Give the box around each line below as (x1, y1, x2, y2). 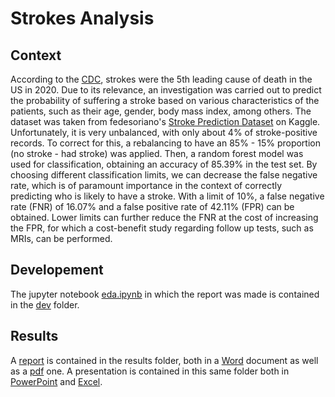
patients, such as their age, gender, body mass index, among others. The (10, 105, 312, 117)
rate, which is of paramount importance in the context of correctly (10, 180, 283, 191)
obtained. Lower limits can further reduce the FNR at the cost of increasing (10, 212, 319, 223)
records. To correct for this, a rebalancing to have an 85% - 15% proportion (10, 137, 321, 149)
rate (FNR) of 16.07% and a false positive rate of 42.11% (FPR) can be (10, 201, 295, 212)
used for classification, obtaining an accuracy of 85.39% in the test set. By (10, 158, 318, 170)
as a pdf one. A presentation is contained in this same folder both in (10, 365, 290, 377)
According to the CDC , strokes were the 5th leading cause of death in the (10, 73, 313, 85)
